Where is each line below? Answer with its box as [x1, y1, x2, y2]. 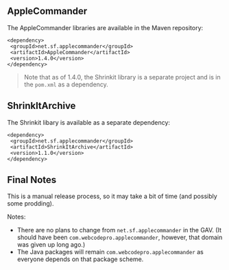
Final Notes [7, 174, 57, 186]
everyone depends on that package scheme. [16, 255, 144, 263]
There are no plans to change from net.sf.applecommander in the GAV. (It [16, 226, 221, 234]
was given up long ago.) [16, 241, 86, 249]
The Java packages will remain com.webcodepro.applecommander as [16, 248, 204, 256]
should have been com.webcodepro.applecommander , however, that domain [16, 233, 223, 242]
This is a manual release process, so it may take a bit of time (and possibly [7, 192, 217, 201]
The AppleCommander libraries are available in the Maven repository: [7, 23, 204, 32]
